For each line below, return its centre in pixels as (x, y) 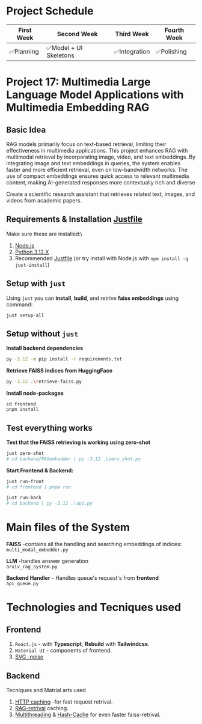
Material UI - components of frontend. (63, 651)
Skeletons (60, 55)
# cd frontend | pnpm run (38, 487)
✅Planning (24, 51)
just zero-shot (25, 453)
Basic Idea (26, 129)
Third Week (132, 34)
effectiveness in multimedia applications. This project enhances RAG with (97, 150)
